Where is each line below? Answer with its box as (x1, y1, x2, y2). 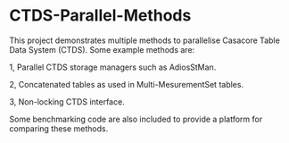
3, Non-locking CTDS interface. (9, 96, 125, 107)
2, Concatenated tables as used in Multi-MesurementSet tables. (9, 79, 244, 89)
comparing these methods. (9, 122, 109, 134)
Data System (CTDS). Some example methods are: (9, 44, 195, 55)
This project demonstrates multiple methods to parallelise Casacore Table (9, 35, 281, 46)
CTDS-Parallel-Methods (9, 5, 192, 26)
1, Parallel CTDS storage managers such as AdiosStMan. (9, 62, 217, 72)
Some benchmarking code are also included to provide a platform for (9, 114, 263, 124)
